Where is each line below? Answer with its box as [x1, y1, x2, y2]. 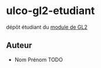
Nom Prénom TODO [14, 56, 63, 63]
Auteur [6, 40, 32, 50]
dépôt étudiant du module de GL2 [6, 23, 88, 30]
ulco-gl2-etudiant [6, 4, 95, 18]
